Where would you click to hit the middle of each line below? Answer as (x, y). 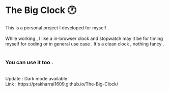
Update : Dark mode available (36, 79)
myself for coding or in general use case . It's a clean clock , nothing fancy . (85, 43)
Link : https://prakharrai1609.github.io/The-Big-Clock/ (62, 84)
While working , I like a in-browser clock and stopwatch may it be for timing (84, 38)
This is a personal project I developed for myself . (57, 28)
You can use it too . (29, 62)
